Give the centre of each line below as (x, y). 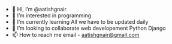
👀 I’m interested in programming (52, 15)
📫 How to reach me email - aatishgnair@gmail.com (76, 35)
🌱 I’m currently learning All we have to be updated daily (80, 22)
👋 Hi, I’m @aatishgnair (39, 9)
